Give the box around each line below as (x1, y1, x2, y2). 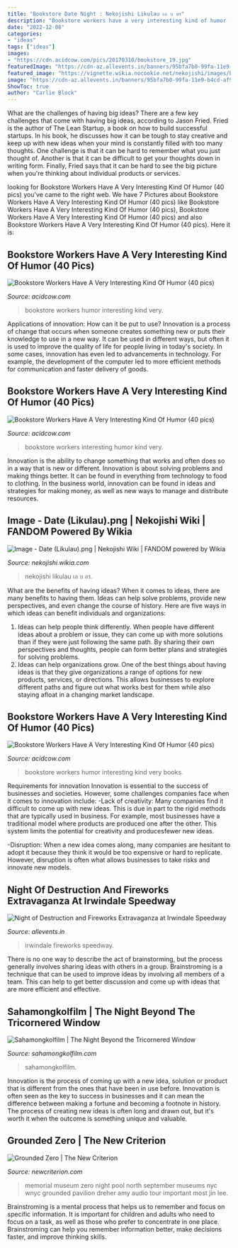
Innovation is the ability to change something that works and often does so (7, 456, 225, 465)
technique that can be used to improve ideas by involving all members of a (7, 970, 225, 979)
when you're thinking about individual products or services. (7, 169, 181, 178)
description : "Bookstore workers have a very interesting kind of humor (7, 17, 227, 24)
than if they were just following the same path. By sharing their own (17, 637, 215, 646)
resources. (7, 494, 39, 502)
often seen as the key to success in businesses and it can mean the (7, 1092, 205, 1100)
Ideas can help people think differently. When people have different (17, 622, 215, 631)
